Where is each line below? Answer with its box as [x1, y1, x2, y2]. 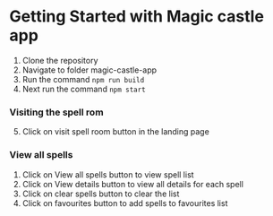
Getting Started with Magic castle [9, 6, 264, 27]
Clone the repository [21, 55, 98, 65]
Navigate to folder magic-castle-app [21, 65, 158, 75]
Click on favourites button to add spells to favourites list [21, 197, 228, 208]
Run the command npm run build [21, 73, 145, 84]
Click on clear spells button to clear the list [21, 188, 180, 199]
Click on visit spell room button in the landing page [21, 126, 210, 137]
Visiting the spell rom [9, 106, 105, 118]
